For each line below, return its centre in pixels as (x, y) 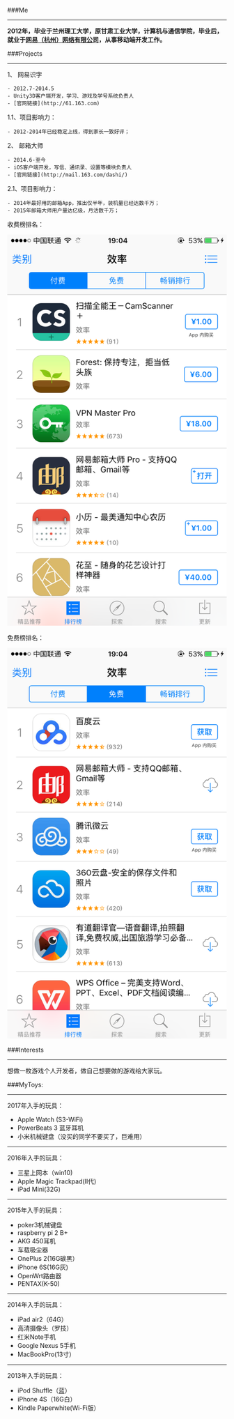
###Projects (25, 54)
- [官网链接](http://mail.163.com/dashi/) (68, 175)
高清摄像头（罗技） (45, 1328)
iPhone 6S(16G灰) (42, 1267)
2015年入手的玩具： (36, 1210)
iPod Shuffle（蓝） (44, 1390)
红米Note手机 (37, 1337)
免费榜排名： (25, 638)
